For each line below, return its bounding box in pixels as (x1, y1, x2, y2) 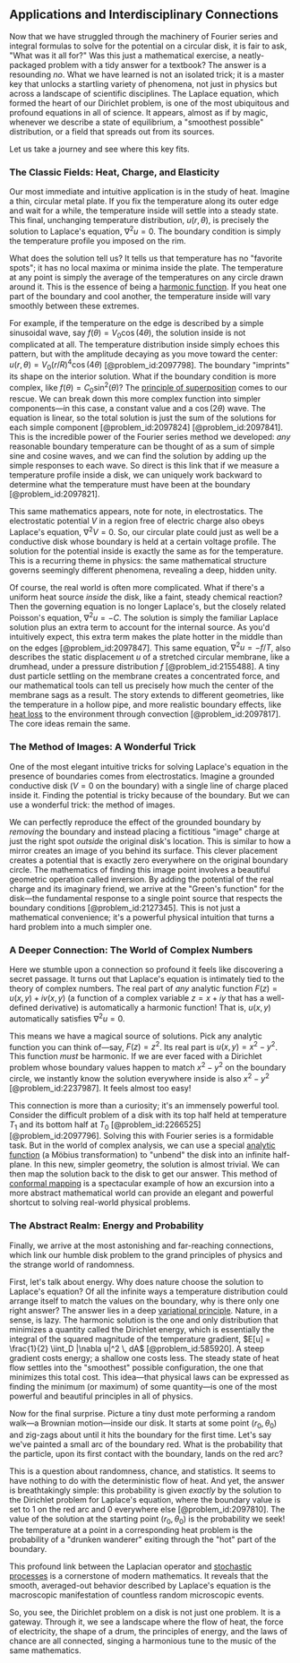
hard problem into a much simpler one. (9, 921, 152, 932)
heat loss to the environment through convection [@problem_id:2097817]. (9, 709, 281, 719)
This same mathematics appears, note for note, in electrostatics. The (9, 506, 263, 517)
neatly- (238, 49, 265, 61)
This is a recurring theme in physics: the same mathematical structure (9, 556, 267, 566)
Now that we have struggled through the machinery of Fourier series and (9, 30, 279, 41)
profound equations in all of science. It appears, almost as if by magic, (9, 107, 269, 117)
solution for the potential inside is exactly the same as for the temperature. (9, 546, 284, 556)
